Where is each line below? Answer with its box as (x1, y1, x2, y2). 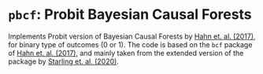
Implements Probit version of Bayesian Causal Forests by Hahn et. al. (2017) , (8, 31, 256, 41)
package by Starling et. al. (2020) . (8, 57, 120, 66)
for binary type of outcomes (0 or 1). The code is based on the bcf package (8, 39, 253, 49)
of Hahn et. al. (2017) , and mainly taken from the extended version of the (8, 48, 244, 57)
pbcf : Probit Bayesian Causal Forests (8, 6, 252, 24)
